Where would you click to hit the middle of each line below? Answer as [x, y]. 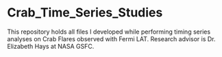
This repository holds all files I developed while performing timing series [109, 32]
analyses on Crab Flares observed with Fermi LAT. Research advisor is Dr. [111, 38]
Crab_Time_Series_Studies [85, 13]
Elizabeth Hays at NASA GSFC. [51, 46]
